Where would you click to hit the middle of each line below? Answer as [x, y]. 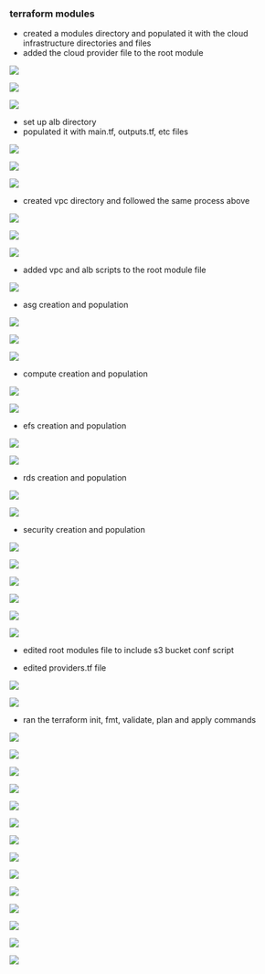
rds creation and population [74, 478]
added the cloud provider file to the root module [113, 53]
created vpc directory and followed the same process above [136, 201]
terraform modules [52, 14]
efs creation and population [74, 426]
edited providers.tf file [64, 668]
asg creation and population [75, 305]
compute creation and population [85, 374]
